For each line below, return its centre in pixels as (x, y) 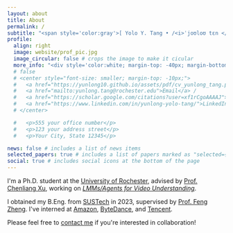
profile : (20, 40)
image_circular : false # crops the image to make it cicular (104, 59)
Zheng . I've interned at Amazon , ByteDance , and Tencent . (90, 209)
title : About (26, 20)
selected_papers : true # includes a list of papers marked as (99, 155)
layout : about (28, 14)
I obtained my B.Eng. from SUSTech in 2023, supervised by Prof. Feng (107, 201)
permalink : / (26, 26)
